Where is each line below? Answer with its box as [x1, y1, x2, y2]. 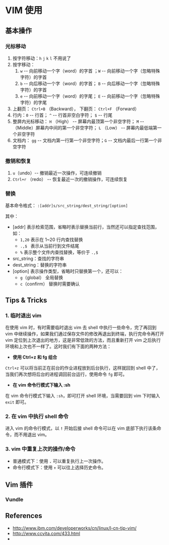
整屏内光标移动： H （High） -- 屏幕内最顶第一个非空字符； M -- [12, 118, 145, 124]
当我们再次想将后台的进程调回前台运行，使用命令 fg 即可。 [5, 371, 128, 377]
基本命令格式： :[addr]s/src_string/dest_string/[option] [5, 203, 128, 209]
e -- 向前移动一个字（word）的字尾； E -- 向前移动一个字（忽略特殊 [20, 93, 160, 99]
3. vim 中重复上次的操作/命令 [5, 445, 76, 452]
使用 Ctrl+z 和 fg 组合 [12, 354, 57, 360]
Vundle [5, 496, 24, 503]
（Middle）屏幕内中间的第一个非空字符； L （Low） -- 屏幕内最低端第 [12, 124, 157, 130]
